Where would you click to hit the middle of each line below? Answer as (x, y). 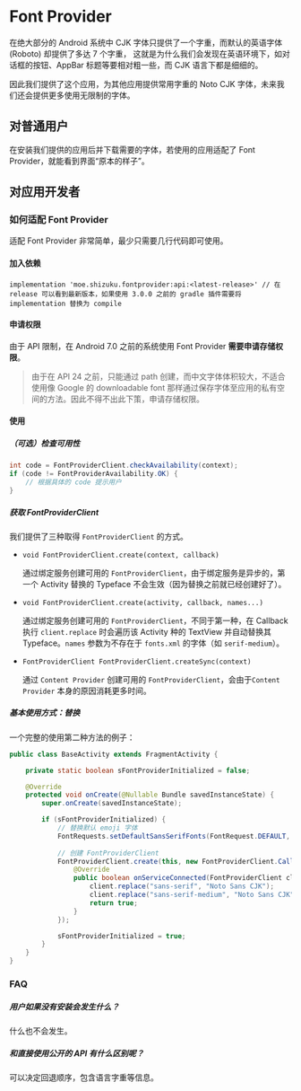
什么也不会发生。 (41, 1031)
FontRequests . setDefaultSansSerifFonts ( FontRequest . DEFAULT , (174, 836)
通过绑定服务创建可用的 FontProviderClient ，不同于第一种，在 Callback (155, 620)
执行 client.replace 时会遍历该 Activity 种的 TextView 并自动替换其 (146, 631)
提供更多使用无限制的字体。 (84, 95)
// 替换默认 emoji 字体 (97, 828)
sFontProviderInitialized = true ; (121, 936)
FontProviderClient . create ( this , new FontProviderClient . (168, 861)
